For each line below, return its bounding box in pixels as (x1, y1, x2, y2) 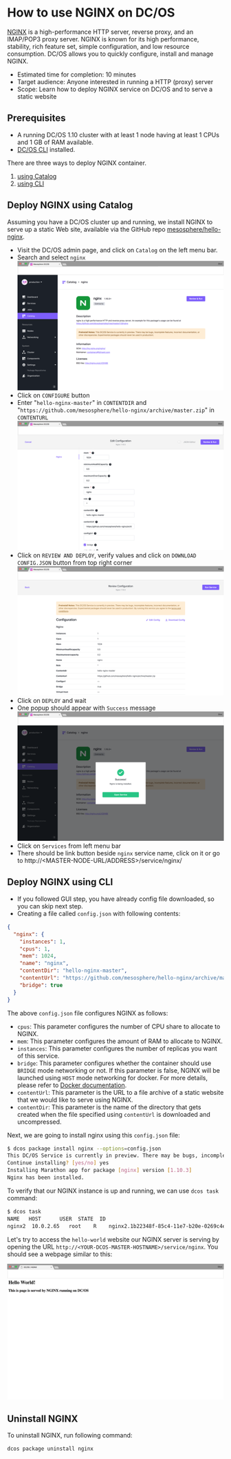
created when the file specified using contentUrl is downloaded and (16, 1110, 211, 1118)
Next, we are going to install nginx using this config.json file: (7, 1131, 180, 1139)
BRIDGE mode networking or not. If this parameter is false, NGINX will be (16, 1066, 220, 1074)
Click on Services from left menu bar (16, 842, 122, 850)
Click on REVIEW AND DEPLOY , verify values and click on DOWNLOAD (16, 550, 197, 559)
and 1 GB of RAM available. (16, 138, 94, 146)
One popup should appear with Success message (16, 704, 156, 712)
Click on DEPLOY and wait (16, 696, 87, 704)
